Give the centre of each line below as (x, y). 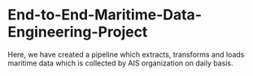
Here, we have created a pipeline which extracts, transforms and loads (126, 54)
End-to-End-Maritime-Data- (105, 15)
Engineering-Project (78, 32)
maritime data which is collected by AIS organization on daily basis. (120, 63)
